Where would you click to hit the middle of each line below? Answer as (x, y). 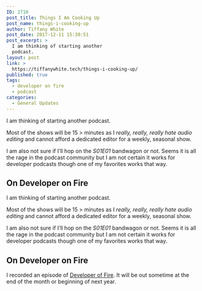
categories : (21, 97)
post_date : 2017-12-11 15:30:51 (47, 35)
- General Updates (36, 103)
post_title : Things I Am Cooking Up (53, 18)
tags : (13, 80)
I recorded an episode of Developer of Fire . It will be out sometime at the (98, 275)
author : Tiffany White (35, 29)
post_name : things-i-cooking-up (47, 23)
